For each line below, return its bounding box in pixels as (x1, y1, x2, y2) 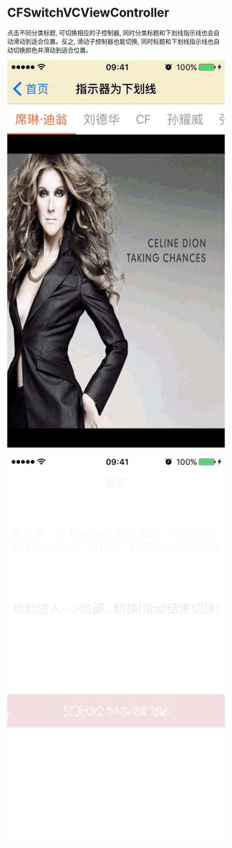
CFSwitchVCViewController (7, 5, 170, 21)
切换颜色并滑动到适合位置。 (12, 46, 92, 54)
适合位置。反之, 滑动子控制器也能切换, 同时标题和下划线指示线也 (30, 37, 214, 46)
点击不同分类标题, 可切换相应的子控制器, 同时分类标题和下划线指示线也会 (7, 28, 214, 37)
